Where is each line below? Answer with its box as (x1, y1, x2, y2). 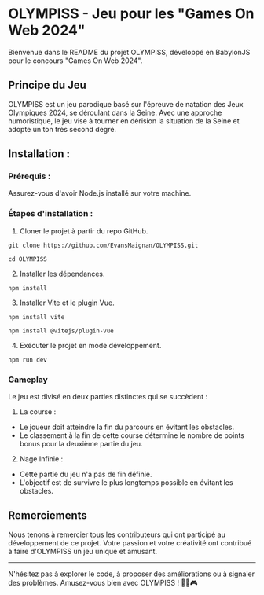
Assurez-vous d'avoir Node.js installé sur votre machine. (8, 189, 192, 198)
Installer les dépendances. (19, 269, 105, 278)
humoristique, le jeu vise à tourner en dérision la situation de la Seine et (8, 116, 240, 126)
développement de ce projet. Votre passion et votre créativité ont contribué (8, 538, 252, 547)
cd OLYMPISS (8, 255, 47, 263)
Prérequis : (8, 171, 51, 182)
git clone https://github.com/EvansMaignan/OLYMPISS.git (8, 241, 199, 249)
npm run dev (8, 355, 47, 364)
